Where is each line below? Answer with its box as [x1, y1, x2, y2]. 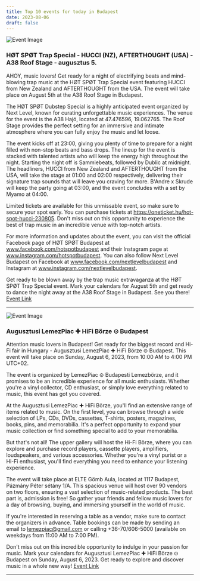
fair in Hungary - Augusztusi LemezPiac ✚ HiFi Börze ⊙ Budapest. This [11, 347, 186, 354]
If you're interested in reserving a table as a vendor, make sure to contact [6, 512, 186, 519]
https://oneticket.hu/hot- [133, 208, 194, 216]
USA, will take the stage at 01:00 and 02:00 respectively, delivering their [6, 171, 183, 179]
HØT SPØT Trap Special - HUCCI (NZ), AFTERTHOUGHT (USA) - [6, 51, 193, 60]
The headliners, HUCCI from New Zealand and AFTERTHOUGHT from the [6, 165, 187, 172]
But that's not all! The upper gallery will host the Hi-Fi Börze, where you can [6, 438, 192, 445]
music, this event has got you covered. [6, 390, 101, 397]
